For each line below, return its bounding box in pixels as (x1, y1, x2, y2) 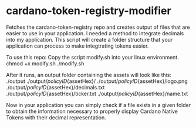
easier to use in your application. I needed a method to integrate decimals (6, 29, 184, 36)
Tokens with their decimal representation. (6, 113, 107, 121)
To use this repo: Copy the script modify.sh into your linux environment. (6, 54, 179, 61)
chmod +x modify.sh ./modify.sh (6, 60, 85, 67)
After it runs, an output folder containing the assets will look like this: (6, 71, 172, 78)
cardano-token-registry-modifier (6, 4, 171, 18)
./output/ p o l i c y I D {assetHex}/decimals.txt (6, 83, 105, 91)
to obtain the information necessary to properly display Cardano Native (6, 108, 178, 115)
